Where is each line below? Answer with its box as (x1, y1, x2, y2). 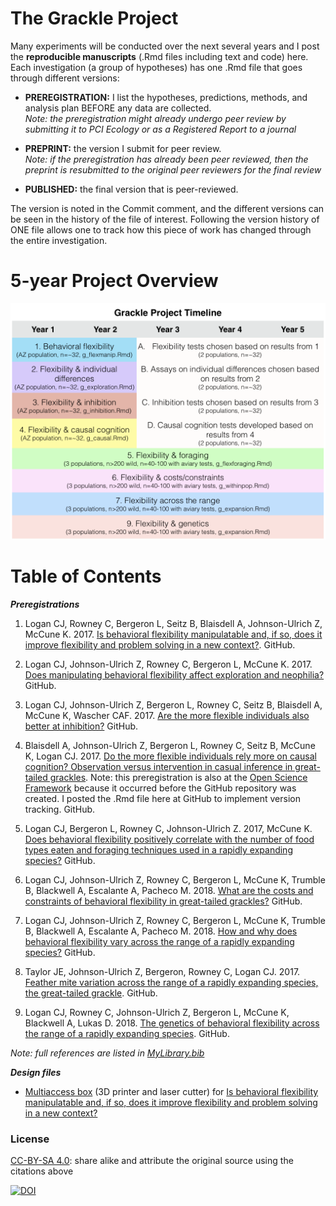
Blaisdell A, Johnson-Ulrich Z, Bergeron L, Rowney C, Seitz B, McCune (24, 739, 316, 751)
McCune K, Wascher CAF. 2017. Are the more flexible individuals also (24, 709, 310, 721)
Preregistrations (10, 598, 80, 610)
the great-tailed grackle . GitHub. (24, 987, 158, 999)
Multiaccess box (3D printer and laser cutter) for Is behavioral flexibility (24, 1085, 319, 1097)
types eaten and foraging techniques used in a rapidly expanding (24, 843, 293, 856)
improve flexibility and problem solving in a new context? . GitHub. (24, 638, 296, 651)
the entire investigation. (10, 234, 108, 246)
